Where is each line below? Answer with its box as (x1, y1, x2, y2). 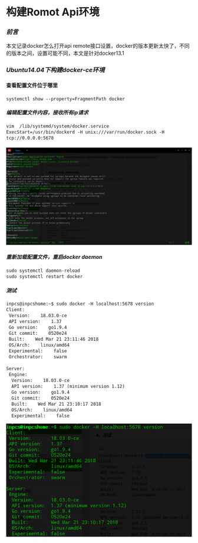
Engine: (8, 372, 28, 378)
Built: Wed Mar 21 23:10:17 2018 (11, 402, 101, 407)
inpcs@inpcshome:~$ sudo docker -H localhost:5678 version (6, 301, 154, 307)
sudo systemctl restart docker (6, 274, 83, 279)
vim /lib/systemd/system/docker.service (6, 123, 110, 129)
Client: (6, 307, 25, 313)
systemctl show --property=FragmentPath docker (6, 96, 126, 102)
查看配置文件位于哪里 (6, 82, 58, 88)
